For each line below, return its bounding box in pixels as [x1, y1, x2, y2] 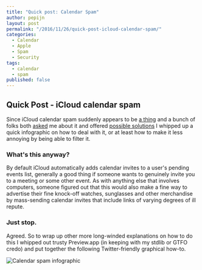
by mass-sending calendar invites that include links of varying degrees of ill [6, 196, 196, 204]
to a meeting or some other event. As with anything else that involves [6, 177, 179, 185]
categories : [6, 32, 37, 38]
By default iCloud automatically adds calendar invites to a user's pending [6, 164, 190, 171]
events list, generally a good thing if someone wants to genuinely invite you [6, 171, 195, 178]
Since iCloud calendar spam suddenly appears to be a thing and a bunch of [6, 115, 196, 123]
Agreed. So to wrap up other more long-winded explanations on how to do [6, 232, 193, 240]
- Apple [12, 43, 32, 49]
